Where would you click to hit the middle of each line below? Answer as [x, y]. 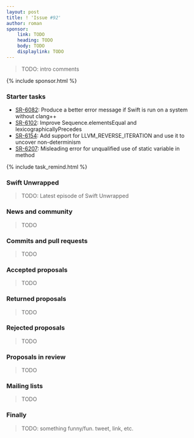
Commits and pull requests [47, 241]
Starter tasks [26, 96]
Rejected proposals [36, 328]
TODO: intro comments [50, 69]
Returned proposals [36, 299]
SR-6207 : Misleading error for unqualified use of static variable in [97, 149]
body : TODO [31, 46]
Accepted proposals [37, 270]
